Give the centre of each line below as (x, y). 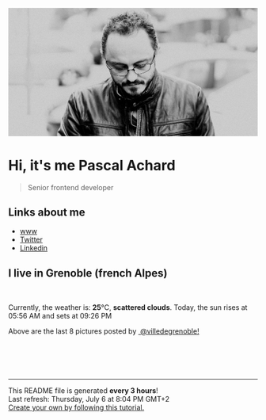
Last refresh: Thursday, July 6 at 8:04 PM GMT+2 (89, 399)
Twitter (31, 240)
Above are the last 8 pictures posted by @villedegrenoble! (104, 331)
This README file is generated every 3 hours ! (83, 391)
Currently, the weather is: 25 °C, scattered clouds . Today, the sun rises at (128, 307)
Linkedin (34, 248)
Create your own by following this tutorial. (76, 407)
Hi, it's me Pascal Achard (92, 165)
